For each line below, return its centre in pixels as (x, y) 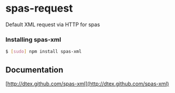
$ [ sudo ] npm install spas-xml (44, 52)
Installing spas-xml (33, 40)
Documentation (35, 69)
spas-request (39, 8)
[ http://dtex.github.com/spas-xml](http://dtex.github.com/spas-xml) (87, 84)
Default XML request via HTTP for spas (53, 24)
